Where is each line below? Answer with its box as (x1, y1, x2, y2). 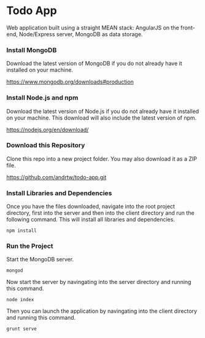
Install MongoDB (6, 45, 57, 54)
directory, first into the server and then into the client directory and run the (6, 209, 195, 217)
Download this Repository (6, 141, 85, 150)
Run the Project (6, 242, 53, 250)
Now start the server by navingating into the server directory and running (6, 278, 191, 286)
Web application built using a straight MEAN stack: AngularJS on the (6, 24, 179, 31)
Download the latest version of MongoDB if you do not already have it (6, 60, 182, 67)
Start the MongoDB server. (6, 256, 74, 263)
